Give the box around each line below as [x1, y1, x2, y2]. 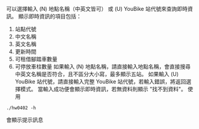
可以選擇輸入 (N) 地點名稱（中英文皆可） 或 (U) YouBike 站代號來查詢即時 [6, 5, 188, 12]
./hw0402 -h [6, 105, 36, 111]
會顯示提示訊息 [6, 116, 43, 123]
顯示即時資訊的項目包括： [17, 13, 82, 20]
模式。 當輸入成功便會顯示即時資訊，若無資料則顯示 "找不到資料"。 [20, 86, 186, 92]
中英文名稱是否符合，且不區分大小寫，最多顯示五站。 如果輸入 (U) [14, 71, 179, 77]
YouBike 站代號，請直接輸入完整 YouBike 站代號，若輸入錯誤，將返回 [14, 78, 186, 85]
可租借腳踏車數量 [14, 56, 58, 62]
